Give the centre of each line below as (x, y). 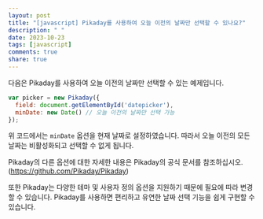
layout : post (29, 15)
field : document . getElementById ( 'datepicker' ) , (95, 105)
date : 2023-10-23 (37, 37)
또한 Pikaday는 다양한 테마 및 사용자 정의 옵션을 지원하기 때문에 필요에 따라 (123, 187)
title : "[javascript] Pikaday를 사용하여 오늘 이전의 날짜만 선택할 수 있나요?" (127, 23)
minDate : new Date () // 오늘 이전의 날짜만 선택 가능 (95, 112)
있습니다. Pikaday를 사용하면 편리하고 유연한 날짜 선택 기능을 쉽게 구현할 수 (140, 197)
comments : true (33, 52)
